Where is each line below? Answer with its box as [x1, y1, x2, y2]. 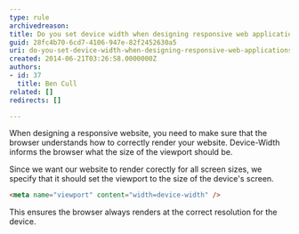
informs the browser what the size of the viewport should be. [9, 147, 233, 157]
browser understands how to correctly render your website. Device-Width [9, 137, 280, 148]
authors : [9, 63, 42, 72]
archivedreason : [9, 21, 69, 30]
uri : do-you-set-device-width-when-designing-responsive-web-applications [9, 46, 293, 55]
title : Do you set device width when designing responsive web [9, 29, 249, 38]
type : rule [9, 12, 50, 22]
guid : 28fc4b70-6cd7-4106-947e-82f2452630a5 [9, 37, 177, 47]
